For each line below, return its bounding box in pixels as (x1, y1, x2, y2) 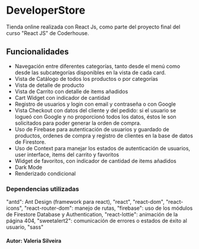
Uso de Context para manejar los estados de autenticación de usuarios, (14, 144, 191, 152)
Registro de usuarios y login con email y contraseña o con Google (14, 100, 176, 108)
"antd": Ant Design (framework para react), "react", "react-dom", (6, 198, 165, 206)
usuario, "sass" (6, 223, 44, 231)
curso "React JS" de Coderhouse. (6, 29, 89, 36)
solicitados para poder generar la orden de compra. (14, 119, 141, 127)
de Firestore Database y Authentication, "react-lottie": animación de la (6, 211, 178, 218)
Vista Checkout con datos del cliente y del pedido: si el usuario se (14, 106, 176, 114)
